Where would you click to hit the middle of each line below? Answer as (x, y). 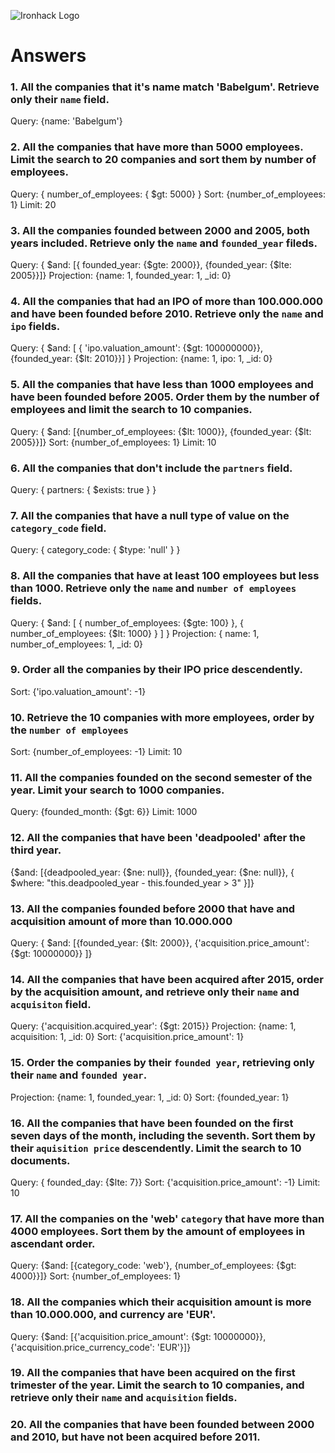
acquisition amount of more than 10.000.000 (121, 921)
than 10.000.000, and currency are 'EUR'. (113, 1315)
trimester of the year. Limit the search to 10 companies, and (157, 1385)
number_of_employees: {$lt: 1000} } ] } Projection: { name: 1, (135, 633)
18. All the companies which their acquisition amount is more (161, 1302)
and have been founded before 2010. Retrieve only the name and (167, 313)
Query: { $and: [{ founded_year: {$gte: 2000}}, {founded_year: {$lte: (151, 265)
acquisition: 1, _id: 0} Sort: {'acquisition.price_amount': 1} (127, 1037)
